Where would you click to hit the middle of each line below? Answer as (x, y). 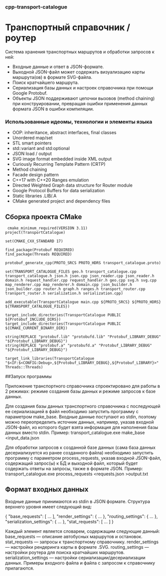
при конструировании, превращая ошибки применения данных (80, 103)
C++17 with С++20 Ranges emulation (51, 180)
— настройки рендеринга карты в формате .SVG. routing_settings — (77, 547)
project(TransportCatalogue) (35, 232)
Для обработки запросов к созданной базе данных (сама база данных (80, 447)
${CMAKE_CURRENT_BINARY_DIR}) (37, 328)
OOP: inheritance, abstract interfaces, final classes (64, 133)
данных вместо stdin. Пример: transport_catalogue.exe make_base (75, 432)
